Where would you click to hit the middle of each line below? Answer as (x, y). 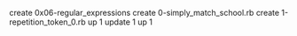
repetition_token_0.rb (47, 22)
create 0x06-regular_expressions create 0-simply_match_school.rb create (145, 13)
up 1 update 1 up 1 (120, 22)
